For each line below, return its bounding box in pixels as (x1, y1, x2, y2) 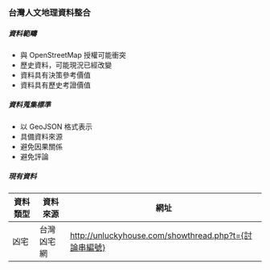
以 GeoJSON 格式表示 (19, 122, 92, 131)
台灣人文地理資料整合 (8, 6, 91, 18)
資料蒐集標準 (8, 100, 51, 110)
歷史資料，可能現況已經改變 (19, 60, 112, 70)
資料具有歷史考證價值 (19, 80, 91, 90)
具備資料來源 (19, 131, 63, 141)
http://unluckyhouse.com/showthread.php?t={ (69, 230, 244, 241)
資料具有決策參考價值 (19, 70, 91, 79)
